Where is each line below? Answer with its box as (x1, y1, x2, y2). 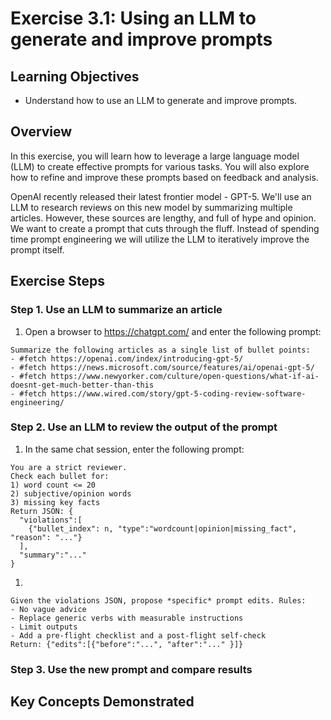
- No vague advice (10, 604, 87, 614)
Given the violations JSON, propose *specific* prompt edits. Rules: (10, 595, 307, 606)
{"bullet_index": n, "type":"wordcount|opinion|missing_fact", (28, 523, 298, 534)
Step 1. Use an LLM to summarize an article (10, 303, 223, 317)
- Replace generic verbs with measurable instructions (10, 613, 244, 623)
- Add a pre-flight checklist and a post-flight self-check (10, 630, 267, 641)
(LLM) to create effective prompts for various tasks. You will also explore (10, 160, 310, 172)
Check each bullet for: (10, 471, 110, 481)
